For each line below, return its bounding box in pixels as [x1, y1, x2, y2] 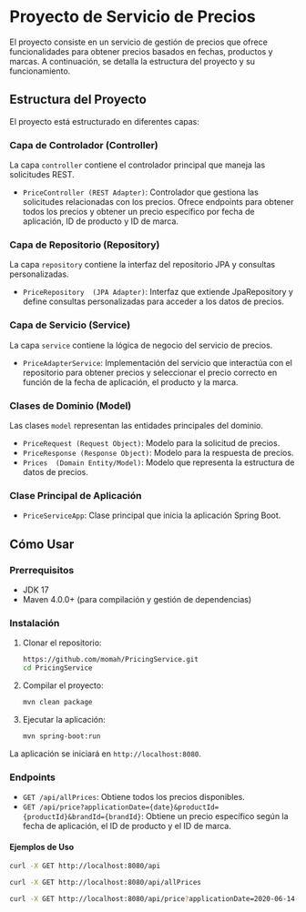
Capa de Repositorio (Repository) [9, 238, 160, 251]
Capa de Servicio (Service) [9, 319, 131, 331]
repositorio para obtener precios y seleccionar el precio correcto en [22, 367, 278, 378]
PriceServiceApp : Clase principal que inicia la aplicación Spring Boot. [22, 510, 281, 521]
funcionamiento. [9, 66, 71, 76]
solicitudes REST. [9, 169, 75, 180]
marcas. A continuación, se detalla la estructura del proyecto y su [9, 56, 256, 66]
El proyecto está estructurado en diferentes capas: [9, 116, 200, 127]
